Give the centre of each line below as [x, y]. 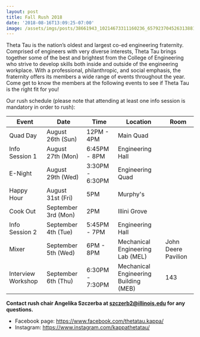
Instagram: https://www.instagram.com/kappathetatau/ [82, 327]
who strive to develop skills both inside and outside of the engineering [92, 64]
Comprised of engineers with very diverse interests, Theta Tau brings [91, 52]
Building [129, 281]
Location [139, 122]
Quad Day [23, 136]
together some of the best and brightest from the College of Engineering [95, 58]
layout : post [22, 12]
